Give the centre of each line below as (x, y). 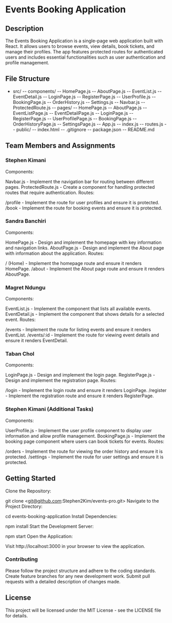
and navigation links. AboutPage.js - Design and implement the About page (85, 247)
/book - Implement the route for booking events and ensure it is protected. (84, 208)
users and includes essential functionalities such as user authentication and (85, 57)
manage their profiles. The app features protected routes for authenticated (84, 52)
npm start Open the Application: (39, 536)
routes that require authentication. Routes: (50, 192)
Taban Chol (20, 354)
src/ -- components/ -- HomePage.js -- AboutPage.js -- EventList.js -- (87, 91)
